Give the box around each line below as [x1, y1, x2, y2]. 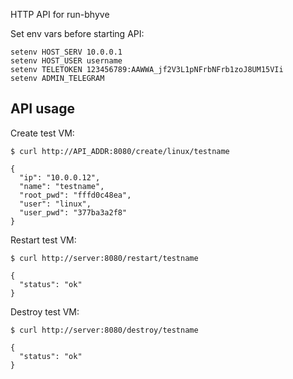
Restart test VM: [10, 234, 77, 246]
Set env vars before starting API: [10, 28, 145, 39]
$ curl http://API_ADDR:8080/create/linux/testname [10, 146, 230, 156]
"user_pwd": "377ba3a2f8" [19, 207, 128, 218]
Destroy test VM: [10, 305, 80, 318]
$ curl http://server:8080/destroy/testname [10, 325, 199, 335]
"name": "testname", [19, 181, 105, 191]
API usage [10, 100, 75, 118]
